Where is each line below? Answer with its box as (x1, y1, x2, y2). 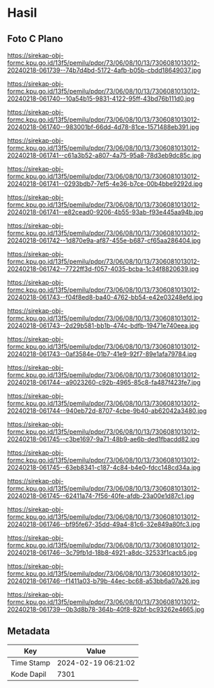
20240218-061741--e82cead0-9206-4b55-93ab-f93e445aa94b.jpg (7, 208, 204, 216)
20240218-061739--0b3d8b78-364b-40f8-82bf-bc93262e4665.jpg (7, 606, 204, 613)
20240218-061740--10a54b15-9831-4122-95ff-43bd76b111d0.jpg (7, 94, 195, 103)
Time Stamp (10, 658, 51, 668)
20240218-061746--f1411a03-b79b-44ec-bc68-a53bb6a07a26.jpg (7, 577, 200, 585)
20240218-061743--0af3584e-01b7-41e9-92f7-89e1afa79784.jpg (7, 350, 197, 358)
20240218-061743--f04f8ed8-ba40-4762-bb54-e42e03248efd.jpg (7, 293, 204, 301)
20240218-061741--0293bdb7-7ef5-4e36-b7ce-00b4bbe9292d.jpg (7, 180, 203, 188)
